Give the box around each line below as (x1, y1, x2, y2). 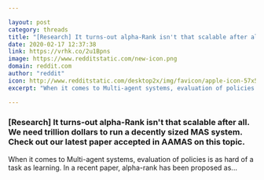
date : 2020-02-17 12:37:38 (8, 40, 97, 48)
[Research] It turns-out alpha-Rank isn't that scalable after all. (8, 117, 250, 128)
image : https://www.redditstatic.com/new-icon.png (8, 55, 178, 63)
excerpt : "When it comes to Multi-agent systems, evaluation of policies (8, 84, 255, 92)
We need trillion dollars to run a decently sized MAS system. (8, 127, 243, 138)
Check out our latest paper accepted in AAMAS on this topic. (8, 137, 245, 148)
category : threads (8, 25, 68, 34)
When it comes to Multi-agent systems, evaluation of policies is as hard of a (8, 154, 254, 163)
